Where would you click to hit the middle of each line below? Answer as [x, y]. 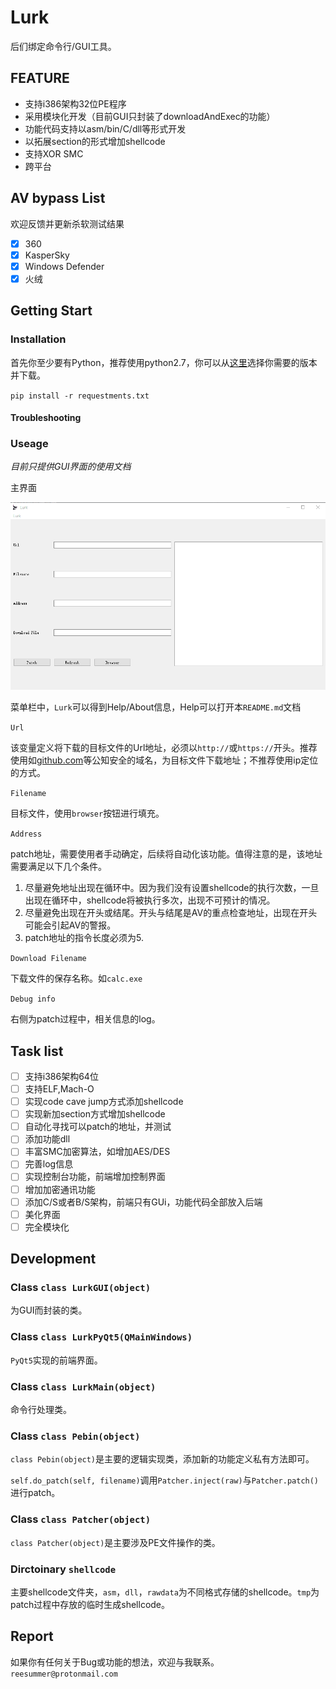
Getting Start [51, 311]
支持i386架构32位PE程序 [75, 103]
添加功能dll [47, 1139]
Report [32, 1636]
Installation [38, 339]
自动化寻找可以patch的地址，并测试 [98, 1127]
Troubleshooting [46, 418]
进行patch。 [35, 1493]
